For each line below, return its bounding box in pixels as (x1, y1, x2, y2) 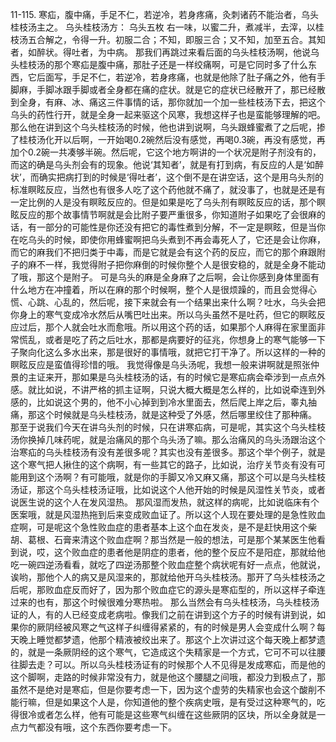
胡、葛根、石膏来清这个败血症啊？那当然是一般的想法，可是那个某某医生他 (10, 534, 317, 545)
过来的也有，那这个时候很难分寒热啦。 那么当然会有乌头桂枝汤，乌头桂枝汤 (10, 596, 320, 608)
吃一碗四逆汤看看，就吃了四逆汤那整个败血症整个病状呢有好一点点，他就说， (10, 559, 326, 570)
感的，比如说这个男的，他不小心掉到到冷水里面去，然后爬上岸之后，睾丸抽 (10, 396, 317, 408)
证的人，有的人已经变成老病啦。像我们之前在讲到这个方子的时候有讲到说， (10, 609, 317, 620)
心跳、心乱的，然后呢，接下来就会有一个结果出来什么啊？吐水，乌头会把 (27, 296, 326, 308)
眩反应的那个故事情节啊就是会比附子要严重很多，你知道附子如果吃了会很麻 (10, 209, 317, 220)
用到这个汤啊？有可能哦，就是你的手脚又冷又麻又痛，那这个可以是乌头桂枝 (18, 471, 326, 483)
